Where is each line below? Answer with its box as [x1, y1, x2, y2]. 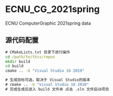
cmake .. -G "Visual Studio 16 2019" [5, 68, 85, 73]
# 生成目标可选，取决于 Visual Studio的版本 [5, 77, 91, 82]
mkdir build [5, 59, 30, 64]
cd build [5, 64, 24, 69]
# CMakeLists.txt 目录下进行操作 [5, 49, 70, 55]
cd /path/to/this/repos [5, 54, 55, 59]
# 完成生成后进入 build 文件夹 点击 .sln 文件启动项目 [5, 86, 109, 91]
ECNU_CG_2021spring [5, 4, 100, 15]
